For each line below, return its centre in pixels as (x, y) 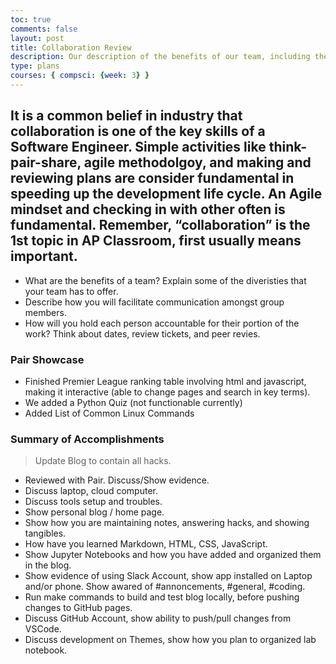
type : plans (35, 66)
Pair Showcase (47, 359)
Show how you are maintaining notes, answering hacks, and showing (167, 523)
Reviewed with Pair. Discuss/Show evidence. (117, 480)
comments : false (44, 29)
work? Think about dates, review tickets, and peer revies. (142, 333)
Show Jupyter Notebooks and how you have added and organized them (173, 555)
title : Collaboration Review (71, 47)
